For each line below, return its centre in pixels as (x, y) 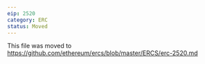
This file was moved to (39, 46)
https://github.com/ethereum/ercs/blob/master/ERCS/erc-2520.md (103, 53)
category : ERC (28, 20)
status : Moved (28, 26)
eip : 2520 (21, 13)
